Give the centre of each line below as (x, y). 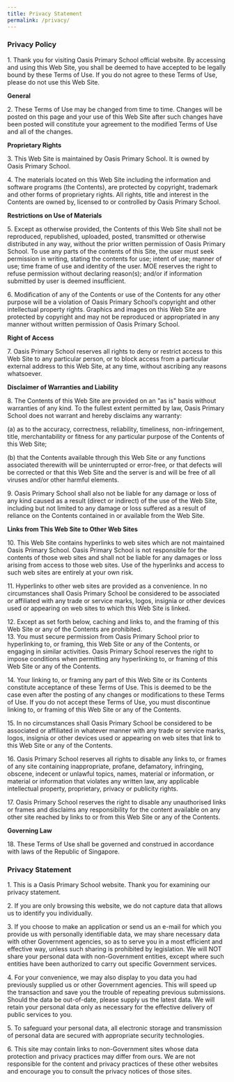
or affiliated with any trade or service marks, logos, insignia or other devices (116, 600)
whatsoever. (25, 373)
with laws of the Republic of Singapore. (64, 851)
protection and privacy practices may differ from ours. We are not (101, 1057)
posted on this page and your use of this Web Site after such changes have (115, 117)
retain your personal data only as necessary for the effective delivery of (110, 1007)
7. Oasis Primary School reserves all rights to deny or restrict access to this (115, 351)
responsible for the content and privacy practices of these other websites (112, 1064)
